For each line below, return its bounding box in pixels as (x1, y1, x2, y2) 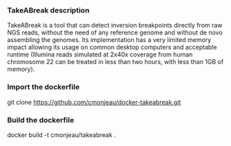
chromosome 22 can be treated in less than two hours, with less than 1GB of (7, 58, 224, 66)
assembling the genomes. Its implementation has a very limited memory (7, 36, 212, 44)
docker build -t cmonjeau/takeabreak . (7, 130, 116, 139)
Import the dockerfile (7, 82, 80, 92)
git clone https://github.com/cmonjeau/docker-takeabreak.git (7, 98, 181, 106)
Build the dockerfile (7, 115, 74, 125)
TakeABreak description (7, 6, 90, 15)
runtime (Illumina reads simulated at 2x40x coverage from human (7, 50, 193, 59)
